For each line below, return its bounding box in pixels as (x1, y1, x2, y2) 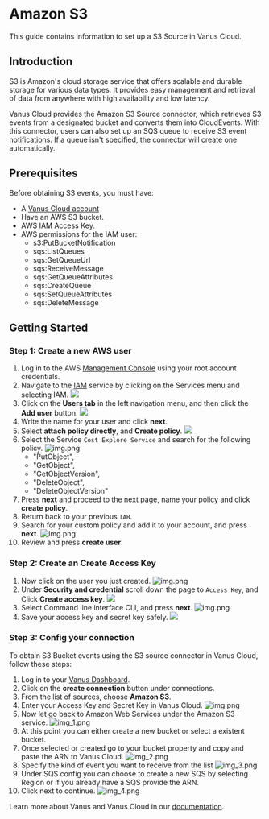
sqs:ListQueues (32, 246, 85, 256)
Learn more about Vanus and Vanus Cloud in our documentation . (9, 801, 225, 811)
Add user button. (20, 408, 79, 418)
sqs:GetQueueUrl (32, 254, 91, 264)
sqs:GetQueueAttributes (32, 271, 114, 282)
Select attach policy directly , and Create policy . (20, 426, 183, 436)
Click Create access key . (20, 594, 106, 604)
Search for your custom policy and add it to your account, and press (20, 520, 248, 530)
